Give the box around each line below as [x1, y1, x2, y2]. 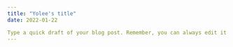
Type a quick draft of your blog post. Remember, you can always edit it [7, 29, 227, 36]
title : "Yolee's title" [7, 10, 77, 17]
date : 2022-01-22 [7, 17, 58, 23]
